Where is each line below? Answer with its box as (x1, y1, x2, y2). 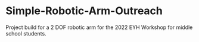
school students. (5, 30, 46, 37)
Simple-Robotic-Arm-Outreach (5, 4, 163, 18)
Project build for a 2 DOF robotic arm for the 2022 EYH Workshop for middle (5, 24, 193, 31)
